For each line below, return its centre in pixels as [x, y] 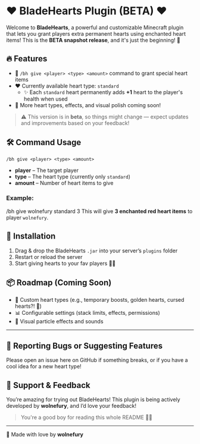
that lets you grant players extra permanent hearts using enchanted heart [96, 33]
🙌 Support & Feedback [48, 385]
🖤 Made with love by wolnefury [45, 434]
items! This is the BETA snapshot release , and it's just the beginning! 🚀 [93, 40]
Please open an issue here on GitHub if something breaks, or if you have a [97, 360]
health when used [46, 99]
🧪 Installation [31, 236]
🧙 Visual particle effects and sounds [59, 321]
